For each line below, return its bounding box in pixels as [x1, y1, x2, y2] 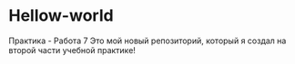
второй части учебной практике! [8, 44, 136, 55]
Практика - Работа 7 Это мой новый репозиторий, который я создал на [8, 35, 287, 46]
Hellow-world [8, 5, 115, 26]
